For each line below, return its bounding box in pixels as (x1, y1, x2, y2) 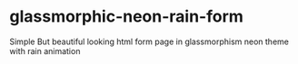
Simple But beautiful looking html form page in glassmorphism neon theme (9, 36, 289, 47)
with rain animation (9, 45, 81, 56)
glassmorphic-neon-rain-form (9, 6, 243, 27)
